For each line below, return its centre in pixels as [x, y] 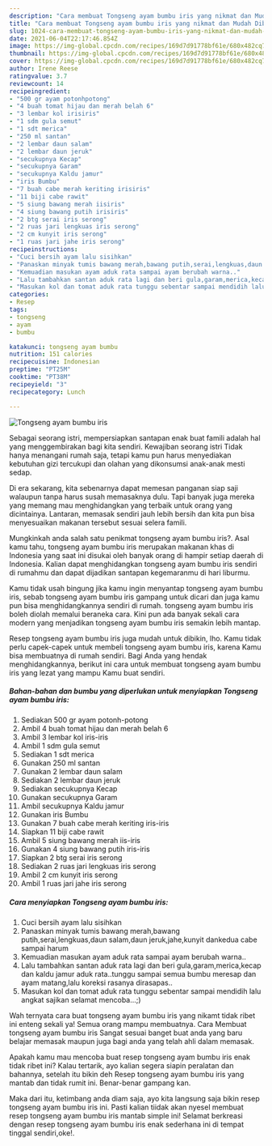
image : [20, 46]
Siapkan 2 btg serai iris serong [71, 858]
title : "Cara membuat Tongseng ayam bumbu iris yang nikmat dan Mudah [130, 23]
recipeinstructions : [44, 249]
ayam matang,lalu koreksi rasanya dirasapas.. [96, 983]
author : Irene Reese [44, 69]
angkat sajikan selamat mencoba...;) [81, 1000]
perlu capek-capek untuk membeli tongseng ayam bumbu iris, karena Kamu [135, 647]
